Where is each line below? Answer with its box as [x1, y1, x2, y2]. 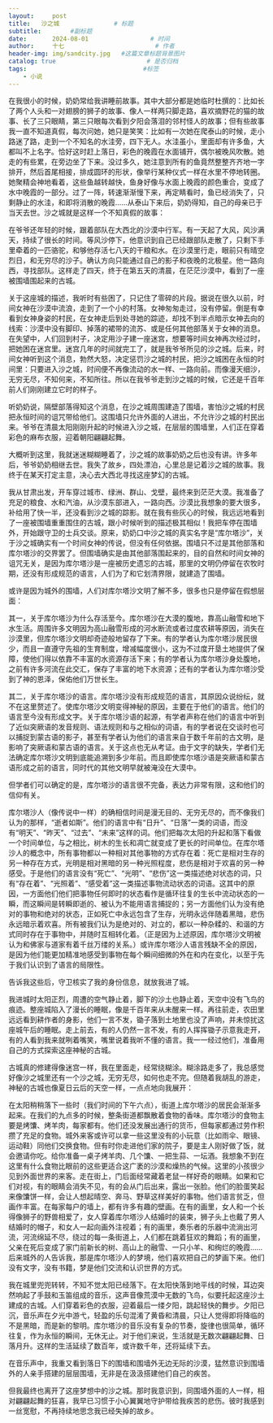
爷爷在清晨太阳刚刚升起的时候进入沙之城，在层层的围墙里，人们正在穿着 [22, 422, 265, 432]
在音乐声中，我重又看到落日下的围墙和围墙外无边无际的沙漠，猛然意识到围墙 [8, 1358, 265, 1368]
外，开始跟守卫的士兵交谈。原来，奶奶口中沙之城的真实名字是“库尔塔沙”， [8, 528, 258, 537]
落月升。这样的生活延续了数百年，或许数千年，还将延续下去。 [8, 1341, 215, 1351]
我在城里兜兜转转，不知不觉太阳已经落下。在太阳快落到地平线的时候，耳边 [8, 1280, 258, 1290]
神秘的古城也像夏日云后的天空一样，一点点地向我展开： [8, 1082, 193, 1092]
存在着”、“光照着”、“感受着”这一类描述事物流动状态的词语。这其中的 [19, 878, 248, 888]
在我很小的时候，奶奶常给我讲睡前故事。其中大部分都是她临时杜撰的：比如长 [8, 95, 265, 106]
